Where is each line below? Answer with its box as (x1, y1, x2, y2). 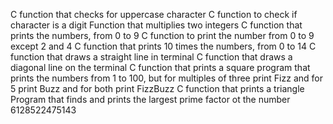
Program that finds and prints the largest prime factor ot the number (10, 94, 291, 105)
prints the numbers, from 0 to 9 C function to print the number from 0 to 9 (10, 30, 315, 41)
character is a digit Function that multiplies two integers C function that (10, 19, 303, 31)
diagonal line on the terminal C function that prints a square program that (10, 62, 311, 73)
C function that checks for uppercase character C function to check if (10, 9, 298, 20)
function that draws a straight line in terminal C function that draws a (10, 51, 293, 63)
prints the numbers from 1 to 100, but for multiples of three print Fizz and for (10, 72, 323, 84)
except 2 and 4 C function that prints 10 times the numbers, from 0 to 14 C (10, 40, 317, 52)
